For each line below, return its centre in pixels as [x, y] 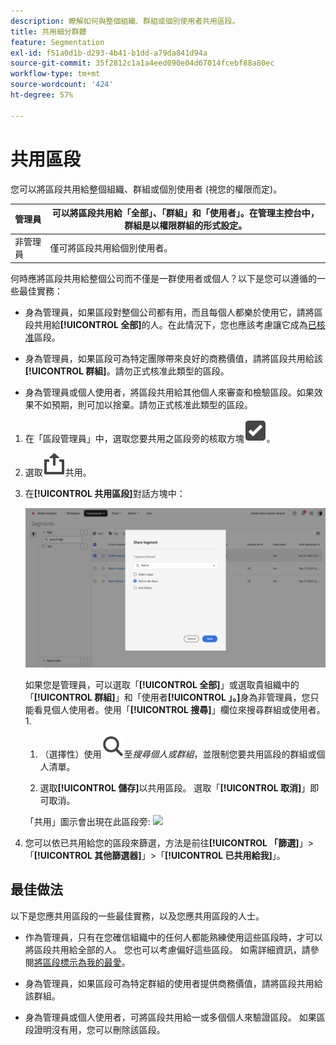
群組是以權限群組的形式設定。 [186, 226]
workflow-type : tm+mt [55, 74]
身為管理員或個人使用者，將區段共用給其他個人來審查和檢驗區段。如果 [169, 392]
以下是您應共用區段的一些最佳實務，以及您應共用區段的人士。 [137, 916]
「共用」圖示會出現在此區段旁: [87, 821]
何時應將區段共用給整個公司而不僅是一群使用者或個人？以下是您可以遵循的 [163, 278]
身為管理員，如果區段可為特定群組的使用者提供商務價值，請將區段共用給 [173, 983]
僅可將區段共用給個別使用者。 [111, 248]
